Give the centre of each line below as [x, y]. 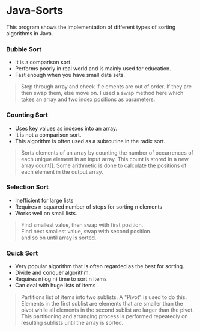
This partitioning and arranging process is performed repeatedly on [104, 316]
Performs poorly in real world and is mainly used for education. [93, 69]
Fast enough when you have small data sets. [70, 75]
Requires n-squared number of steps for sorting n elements [89, 207]
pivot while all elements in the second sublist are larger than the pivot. [107, 310]
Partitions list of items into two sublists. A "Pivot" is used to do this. [104, 297]
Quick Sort [22, 253]
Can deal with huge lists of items [55, 286]
